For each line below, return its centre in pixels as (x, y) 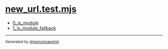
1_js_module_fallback (34, 28)
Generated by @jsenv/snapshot (32, 42)
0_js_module (25, 23)
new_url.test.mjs (41, 9)
